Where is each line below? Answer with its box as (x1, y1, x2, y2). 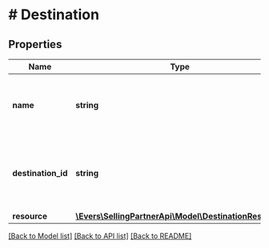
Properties (8, 38, 62, 51)
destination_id (12, 168, 68, 178)
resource (12, 210, 48, 222)
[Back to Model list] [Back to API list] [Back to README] (8, 231, 192, 241)
